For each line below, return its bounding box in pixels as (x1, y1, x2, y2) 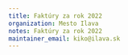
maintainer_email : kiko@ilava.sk (8, 34, 121, 43)
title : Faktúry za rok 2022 (8, 11, 103, 20)
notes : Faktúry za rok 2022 (8, 27, 103, 35)
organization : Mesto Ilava (8, 19, 99, 27)
